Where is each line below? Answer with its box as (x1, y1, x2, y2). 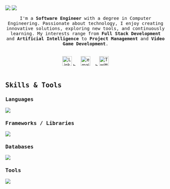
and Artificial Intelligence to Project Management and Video (6, 36, 165, 41)
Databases (5, 143, 34, 150)
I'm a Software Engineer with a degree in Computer (19, 15, 152, 21)
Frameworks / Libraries (5, 120, 75, 126)
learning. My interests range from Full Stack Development (10, 31, 161, 36)
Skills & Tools (5, 81, 62, 90)
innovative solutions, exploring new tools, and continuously (6, 25, 165, 31)
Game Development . (63, 41, 108, 46)
